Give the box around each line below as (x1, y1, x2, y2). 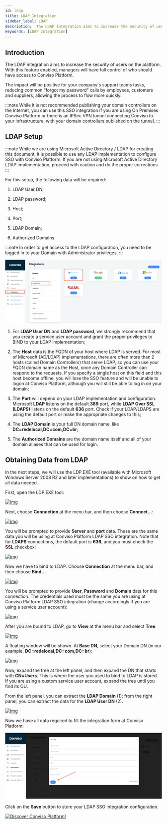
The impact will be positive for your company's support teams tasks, (5, 81, 146, 87)
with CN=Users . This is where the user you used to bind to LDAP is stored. (5, 672, 158, 679)
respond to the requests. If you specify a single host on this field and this (12, 370, 162, 376)
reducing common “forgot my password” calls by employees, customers (5, 87, 153, 93)
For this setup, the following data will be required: (5, 176, 106, 182)
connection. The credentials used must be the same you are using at (5, 593, 146, 599)
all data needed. (5, 479, 38, 485)
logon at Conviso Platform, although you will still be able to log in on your (12, 381, 162, 387)
